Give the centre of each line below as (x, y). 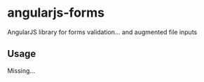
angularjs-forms (56, 13)
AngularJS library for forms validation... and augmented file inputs (102, 32)
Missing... (21, 70)
